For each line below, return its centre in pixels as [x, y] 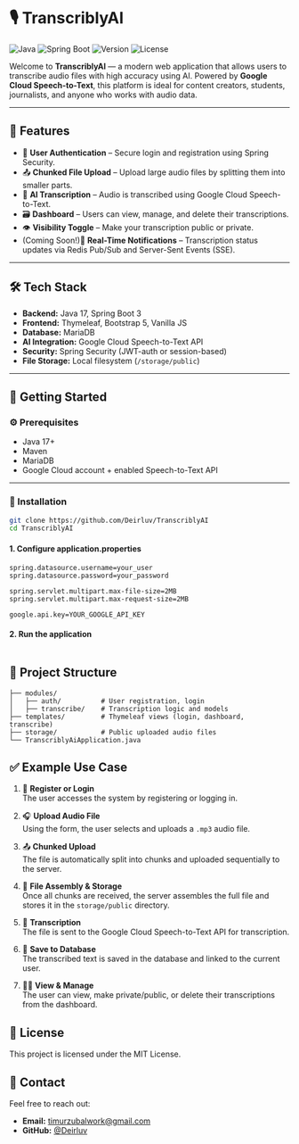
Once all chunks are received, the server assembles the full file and [145, 896]
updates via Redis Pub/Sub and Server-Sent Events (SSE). [129, 249]
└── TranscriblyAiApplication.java [75, 740]
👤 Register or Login [58, 789]
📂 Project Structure [63, 672]
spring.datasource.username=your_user [81, 568]
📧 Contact [37, 1082]
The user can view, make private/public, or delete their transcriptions [149, 995]
